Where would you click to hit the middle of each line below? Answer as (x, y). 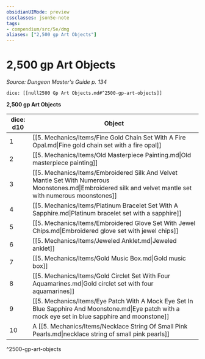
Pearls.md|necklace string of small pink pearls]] (101, 334)
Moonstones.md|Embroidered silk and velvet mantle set (112, 188)
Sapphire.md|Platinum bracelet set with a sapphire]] (107, 213)
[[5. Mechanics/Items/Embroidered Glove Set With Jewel (114, 223)
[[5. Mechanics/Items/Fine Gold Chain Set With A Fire (109, 138)
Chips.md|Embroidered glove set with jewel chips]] (106, 231)
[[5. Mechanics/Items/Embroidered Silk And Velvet (105, 173)
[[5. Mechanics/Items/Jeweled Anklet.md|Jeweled (105, 241)
